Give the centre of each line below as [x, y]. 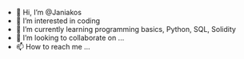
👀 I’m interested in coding [58, 21]
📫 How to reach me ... [53, 47]
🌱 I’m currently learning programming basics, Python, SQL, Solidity [126, 29]
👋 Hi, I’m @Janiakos [49, 12]
